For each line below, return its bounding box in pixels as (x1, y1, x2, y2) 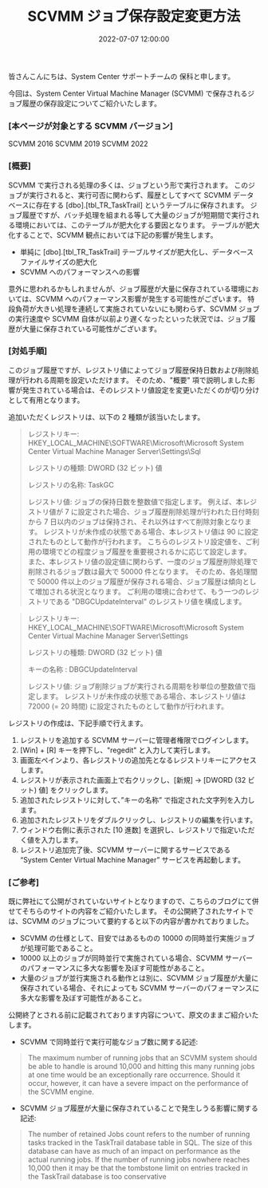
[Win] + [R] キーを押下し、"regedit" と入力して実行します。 (19, 745, 215, 755)
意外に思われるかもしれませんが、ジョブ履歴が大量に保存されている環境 (8, 284, 246, 294)
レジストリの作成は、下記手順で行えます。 (8, 718, 148, 728)
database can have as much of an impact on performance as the (27, 1147, 241, 1156)
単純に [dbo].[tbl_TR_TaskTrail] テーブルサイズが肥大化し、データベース (19, 247, 254, 256)
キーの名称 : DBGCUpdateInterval (27, 664, 138, 674)
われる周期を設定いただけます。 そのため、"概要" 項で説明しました (29, 375, 249, 385)
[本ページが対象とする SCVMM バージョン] (8, 120, 173, 132)
